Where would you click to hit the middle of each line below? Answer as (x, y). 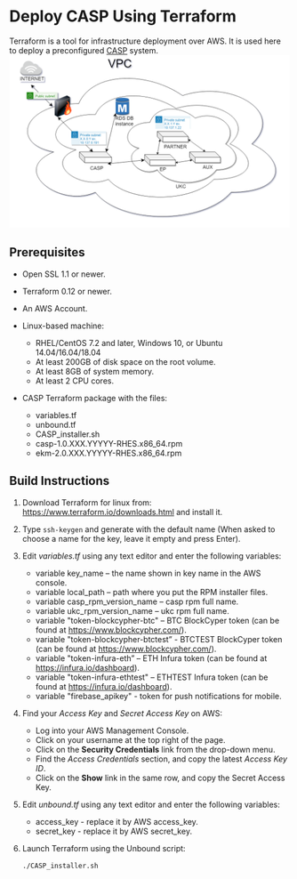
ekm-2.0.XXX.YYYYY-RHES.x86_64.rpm (108, 453)
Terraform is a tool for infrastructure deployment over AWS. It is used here (145, 41)
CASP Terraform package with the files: (94, 398)
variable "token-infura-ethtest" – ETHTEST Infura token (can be (152, 677)
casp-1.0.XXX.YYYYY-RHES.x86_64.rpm (109, 443)
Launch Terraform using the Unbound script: (104, 848)
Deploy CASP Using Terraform (123, 16)
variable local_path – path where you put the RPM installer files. (152, 592)
